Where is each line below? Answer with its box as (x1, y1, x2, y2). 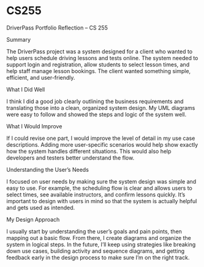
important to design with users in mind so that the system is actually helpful (6, 197, 197, 204)
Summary (6, 36, 31, 43)
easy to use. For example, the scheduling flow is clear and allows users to (6, 184, 193, 192)
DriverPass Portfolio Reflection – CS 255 (6, 24, 108, 31)
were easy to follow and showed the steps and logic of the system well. (6, 110, 187, 118)
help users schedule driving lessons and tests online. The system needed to (6, 54, 198, 61)
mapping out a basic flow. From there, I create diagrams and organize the (6, 234, 191, 241)
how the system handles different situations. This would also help (6, 147, 172, 155)
